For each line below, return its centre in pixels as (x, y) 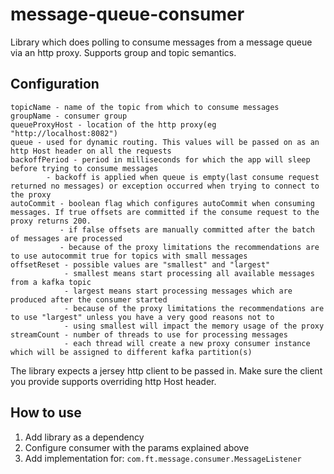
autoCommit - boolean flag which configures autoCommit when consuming (162, 203)
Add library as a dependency (84, 437)
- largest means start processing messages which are (178, 291)
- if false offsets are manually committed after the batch (187, 229)
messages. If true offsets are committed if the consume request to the (165, 212)
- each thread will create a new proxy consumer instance (187, 343)
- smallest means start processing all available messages (189, 273)
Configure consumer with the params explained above (137, 447)
